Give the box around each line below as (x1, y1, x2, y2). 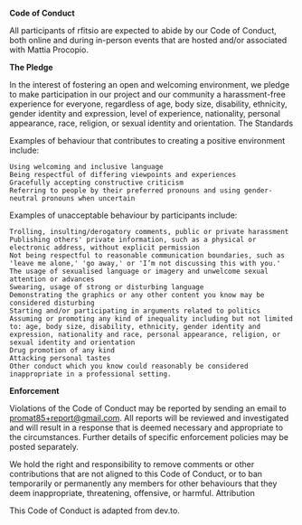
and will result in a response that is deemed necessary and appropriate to (9, 422, 283, 433)
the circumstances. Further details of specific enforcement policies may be (9, 432, 289, 442)
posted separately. (9, 442, 80, 452)
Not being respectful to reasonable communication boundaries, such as (9, 251, 285, 260)
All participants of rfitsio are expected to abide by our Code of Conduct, (9, 25, 278, 35)
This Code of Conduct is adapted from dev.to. (9, 505, 181, 516)
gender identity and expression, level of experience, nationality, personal (9, 108, 280, 118)
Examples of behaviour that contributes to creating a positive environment (9, 136, 286, 145)
